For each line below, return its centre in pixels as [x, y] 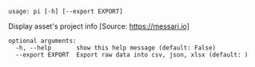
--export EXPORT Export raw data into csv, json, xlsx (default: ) [132, 55]
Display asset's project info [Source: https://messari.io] [99, 26]
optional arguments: [43, 41]
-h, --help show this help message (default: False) [116, 48]
